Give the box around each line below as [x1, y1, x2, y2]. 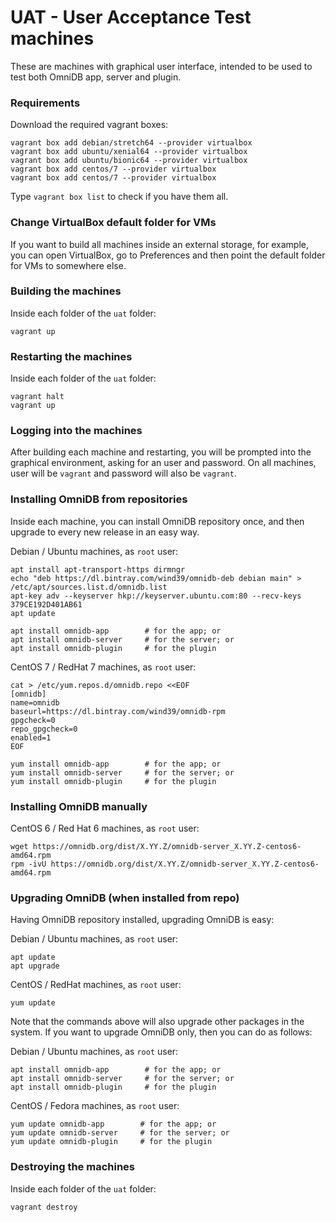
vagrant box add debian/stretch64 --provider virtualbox [10, 138, 253, 148]
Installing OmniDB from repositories [10, 492, 188, 506]
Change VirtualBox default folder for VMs [10, 216, 217, 230]
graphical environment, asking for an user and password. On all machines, [10, 457, 317, 469]
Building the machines [10, 284, 122, 298]
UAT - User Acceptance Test [10, 6, 252, 29]
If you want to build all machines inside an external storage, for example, [10, 238, 309, 250]
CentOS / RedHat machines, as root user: [10, 979, 182, 991]
